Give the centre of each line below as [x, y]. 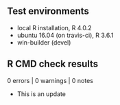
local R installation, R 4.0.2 [54, 27]
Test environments [48, 11]
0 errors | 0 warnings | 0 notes [50, 80]
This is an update [41, 94]
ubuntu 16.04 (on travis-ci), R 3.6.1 [65, 35]
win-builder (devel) [44, 42]
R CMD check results [53, 64]
